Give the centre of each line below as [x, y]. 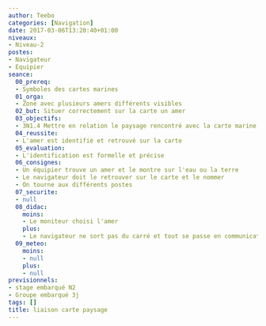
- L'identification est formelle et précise [90, 155]
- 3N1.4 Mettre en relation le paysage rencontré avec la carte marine [136, 126]
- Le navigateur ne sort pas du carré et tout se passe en [122, 237]
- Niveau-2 [26, 45]
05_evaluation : [40, 148]
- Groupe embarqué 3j [44, 295]
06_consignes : [38, 163]
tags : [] [23, 302]
